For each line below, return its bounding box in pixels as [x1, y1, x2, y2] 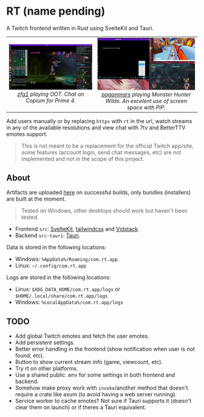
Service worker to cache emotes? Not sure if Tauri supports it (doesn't [15, 397, 192, 405]
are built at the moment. [6, 195, 66, 202]
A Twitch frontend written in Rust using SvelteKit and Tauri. [6, 24, 154, 32]
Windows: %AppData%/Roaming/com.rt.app [15, 255, 118, 263]
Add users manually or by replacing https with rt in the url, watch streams [6, 117, 192, 124]
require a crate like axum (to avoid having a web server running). [15, 391, 177, 398]
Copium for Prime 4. [25, 97, 76, 104]
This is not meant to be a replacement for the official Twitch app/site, [21, 142, 194, 149]
